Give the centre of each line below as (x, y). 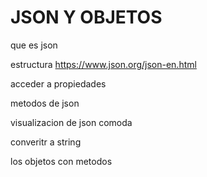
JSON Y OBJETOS (86, 17)
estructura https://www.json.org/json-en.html (103, 64)
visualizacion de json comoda (71, 122)
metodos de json (45, 103)
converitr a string (46, 142)
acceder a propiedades (58, 83)
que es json (34, 45)
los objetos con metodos (61, 161)
